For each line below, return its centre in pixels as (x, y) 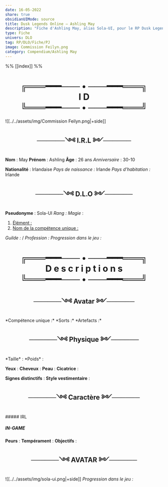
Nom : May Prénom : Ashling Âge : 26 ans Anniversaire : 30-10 (70, 160)
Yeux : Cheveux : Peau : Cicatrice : (42, 368)
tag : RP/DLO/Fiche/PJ (28, 43)
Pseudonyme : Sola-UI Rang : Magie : (44, 213)
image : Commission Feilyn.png (37, 47)
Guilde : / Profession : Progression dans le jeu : (53, 238)
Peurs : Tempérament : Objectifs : (41, 440)
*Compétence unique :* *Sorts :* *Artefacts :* (53, 320)
